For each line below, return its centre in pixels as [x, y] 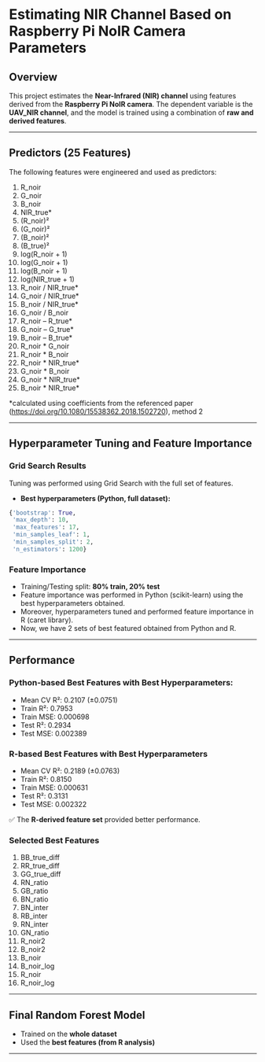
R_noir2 [33, 941]
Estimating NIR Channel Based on [120, 15]
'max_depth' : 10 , [40, 520]
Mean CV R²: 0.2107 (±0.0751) [69, 700]
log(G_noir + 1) [44, 262]
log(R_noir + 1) [44, 254]
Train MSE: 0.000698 [55, 717]
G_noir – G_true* [47, 329]
